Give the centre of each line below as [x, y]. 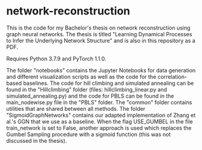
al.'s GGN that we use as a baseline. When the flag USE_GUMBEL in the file [100, 121]
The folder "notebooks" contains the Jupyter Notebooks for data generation [101, 70]
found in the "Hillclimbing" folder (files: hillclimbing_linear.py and [87, 89]
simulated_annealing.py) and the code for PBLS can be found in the [90, 96]
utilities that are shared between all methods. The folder [76, 108]
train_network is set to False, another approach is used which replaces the [99, 128]
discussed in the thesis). [37, 140]
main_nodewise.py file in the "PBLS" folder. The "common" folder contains [99, 102]
